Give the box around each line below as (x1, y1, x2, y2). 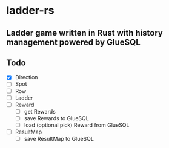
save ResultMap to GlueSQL (24, 135, 94, 142)
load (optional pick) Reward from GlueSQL (24, 121, 130, 129)
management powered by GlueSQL (6, 37, 141, 47)
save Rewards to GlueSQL (24, 114, 89, 121)
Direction (15, 74, 38, 81)
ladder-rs (6, 4, 55, 18)
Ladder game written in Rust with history (6, 28, 164, 38)
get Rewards (24, 108, 56, 115)
